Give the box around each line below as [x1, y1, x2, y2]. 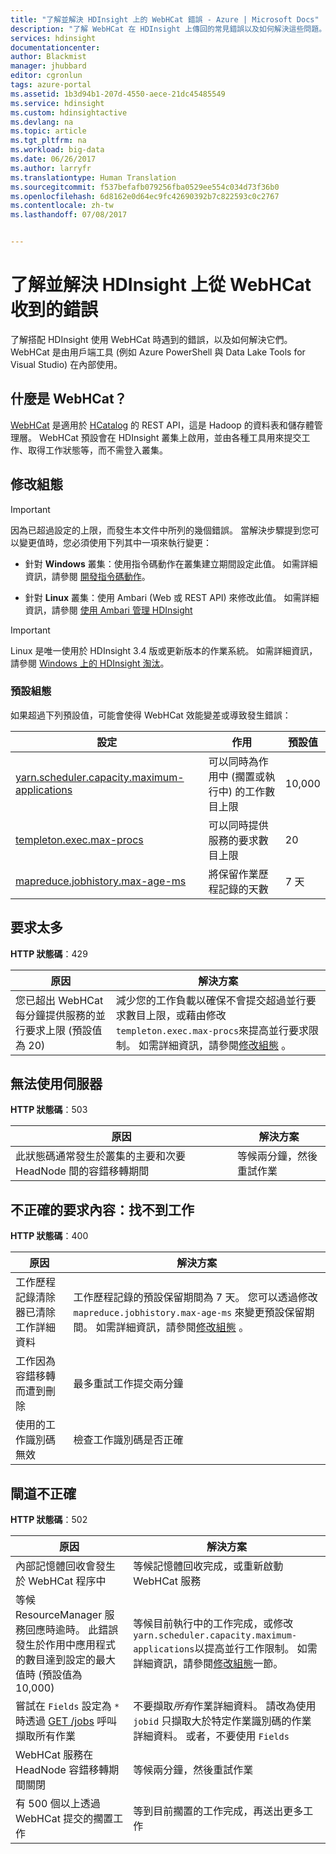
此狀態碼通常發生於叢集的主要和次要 [15, 1149, 187, 1163]
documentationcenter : [10, 42, 101, 53]
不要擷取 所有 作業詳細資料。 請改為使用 [133, 1699, 317, 1713]
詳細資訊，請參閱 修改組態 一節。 [133, 1657, 284, 1671]
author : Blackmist [10, 52, 87, 62]
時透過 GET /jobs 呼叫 [15, 1714, 118, 1728]
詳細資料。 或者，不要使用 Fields [133, 1729, 290, 1743]
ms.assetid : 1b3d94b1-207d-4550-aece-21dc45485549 [10, 89, 226, 99]
